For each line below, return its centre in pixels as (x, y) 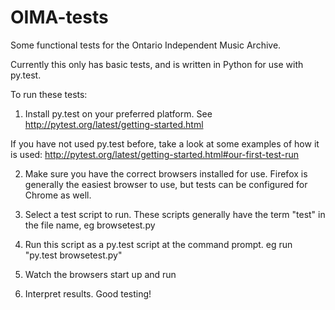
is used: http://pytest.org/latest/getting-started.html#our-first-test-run (155, 154)
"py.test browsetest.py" (73, 255)
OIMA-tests (59, 17)
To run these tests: (49, 94)
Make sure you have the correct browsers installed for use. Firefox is (166, 173)
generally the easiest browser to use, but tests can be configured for (166, 184)
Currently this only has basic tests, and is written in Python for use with (157, 64)
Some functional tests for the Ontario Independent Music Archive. (146, 45)
